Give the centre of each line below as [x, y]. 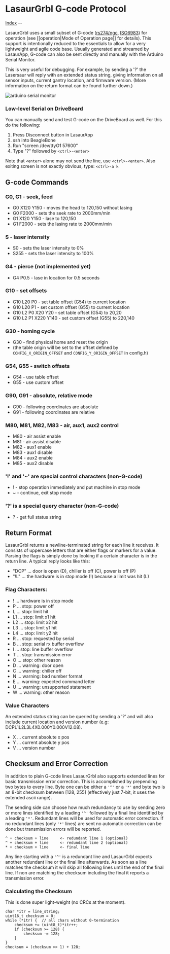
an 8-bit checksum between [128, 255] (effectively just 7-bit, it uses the [80, 792]
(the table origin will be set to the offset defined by [65, 347]
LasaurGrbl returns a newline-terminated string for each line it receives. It [82, 545]
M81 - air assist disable [37, 441]
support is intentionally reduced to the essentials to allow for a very [76, 43]
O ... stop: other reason [37, 660]
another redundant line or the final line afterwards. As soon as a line [76, 862]
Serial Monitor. [21, 59]
